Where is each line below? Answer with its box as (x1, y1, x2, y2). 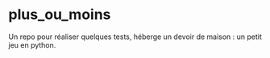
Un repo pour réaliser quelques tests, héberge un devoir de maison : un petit (8, 32, 262, 41)
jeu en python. (8, 40, 56, 49)
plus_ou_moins (8, 6, 111, 24)
